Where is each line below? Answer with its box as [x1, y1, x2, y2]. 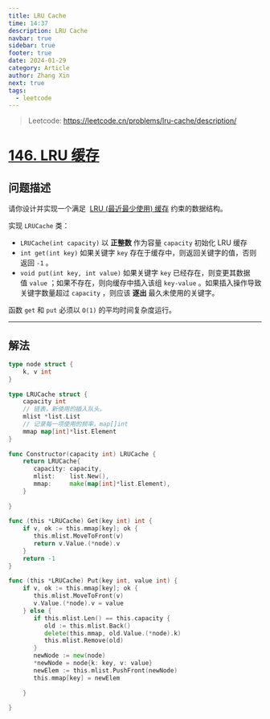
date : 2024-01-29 [8, 57, 67, 65]
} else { [22, 607, 52, 615]
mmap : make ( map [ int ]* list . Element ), [33, 480, 171, 488]
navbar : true [8, 34, 52, 43]
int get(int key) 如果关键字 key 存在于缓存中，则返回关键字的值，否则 [19, 248, 257, 258]
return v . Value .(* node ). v [33, 540, 121, 548]
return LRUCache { [22, 457, 81, 466]
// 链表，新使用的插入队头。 [22, 405, 106, 414]
